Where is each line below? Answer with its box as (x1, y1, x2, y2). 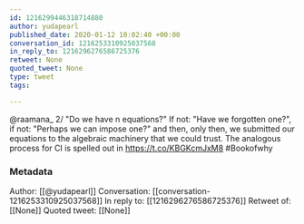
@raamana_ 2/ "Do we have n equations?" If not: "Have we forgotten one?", (9, 113, 292, 124)
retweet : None (9, 55, 64, 64)
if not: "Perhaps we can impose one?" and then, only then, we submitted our (9, 123, 295, 134)
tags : (9, 81, 30, 90)
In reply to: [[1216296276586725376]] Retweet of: (103, 195, 292, 206)
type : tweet (9, 73, 54, 82)
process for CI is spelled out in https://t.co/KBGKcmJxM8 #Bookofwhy (9, 142, 274, 153)
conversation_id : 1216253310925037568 (9, 38, 156, 48)
